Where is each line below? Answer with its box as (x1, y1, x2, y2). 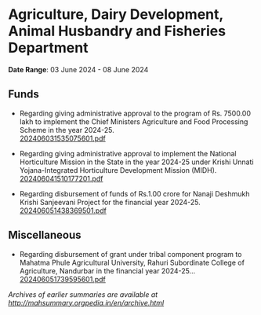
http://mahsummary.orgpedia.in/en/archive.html (8, 298, 165, 307)
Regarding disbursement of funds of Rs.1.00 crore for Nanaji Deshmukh (19, 189, 250, 198)
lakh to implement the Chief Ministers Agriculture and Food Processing (19, 116, 248, 126)
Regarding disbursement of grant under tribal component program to (19, 249, 242, 258)
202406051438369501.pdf (19, 206, 107, 215)
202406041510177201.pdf (19, 174, 103, 183)
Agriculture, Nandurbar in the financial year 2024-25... (19, 266, 196, 276)
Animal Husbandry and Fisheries (8, 22, 226, 40)
